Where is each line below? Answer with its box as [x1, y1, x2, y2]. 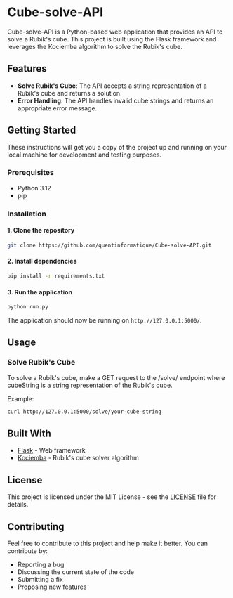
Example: [7, 394, 34, 403]
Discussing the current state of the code [17, 568, 135, 576]
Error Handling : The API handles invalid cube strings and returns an [17, 96, 214, 105]
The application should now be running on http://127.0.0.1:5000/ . [7, 316, 202, 325]
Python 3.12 [17, 183, 51, 192]
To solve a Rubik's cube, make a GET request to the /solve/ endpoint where [7, 373, 225, 382]
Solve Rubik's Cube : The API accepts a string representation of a [17, 82, 207, 90]
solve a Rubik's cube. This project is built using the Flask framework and [7, 34, 217, 43]
